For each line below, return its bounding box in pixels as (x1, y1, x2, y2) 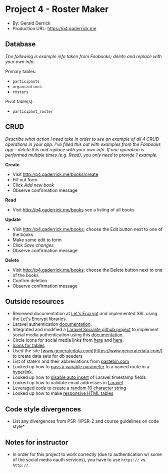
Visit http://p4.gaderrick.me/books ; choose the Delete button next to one (12, 267, 163, 273)
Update (5, 216, 21, 222)
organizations (12, 84, 42, 89)
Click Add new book (12, 182, 54, 188)
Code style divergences (5, 405, 81, 413)
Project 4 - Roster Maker (5, 4, 109, 15)
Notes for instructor (5, 438, 68, 446)
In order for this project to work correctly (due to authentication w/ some (12, 451, 162, 457)
